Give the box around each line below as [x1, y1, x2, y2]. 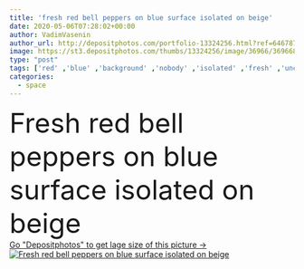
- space [17, 81, 47, 90]
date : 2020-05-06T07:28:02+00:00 [9, 22, 136, 31]
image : [9, 47, 34, 56]
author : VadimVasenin [9, 30, 91, 39]
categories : [9, 72, 54, 82]
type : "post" [9, 55, 59, 64]
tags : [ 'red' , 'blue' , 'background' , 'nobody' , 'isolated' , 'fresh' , [9, 64, 281, 73]
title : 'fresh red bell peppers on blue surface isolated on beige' [9, 13, 273, 23]
